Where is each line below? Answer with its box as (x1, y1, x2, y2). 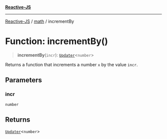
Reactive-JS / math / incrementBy (5, 18, 75, 24)
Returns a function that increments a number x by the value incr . (5, 61, 138, 67)
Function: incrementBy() (5, 36, 108, 47)
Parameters (5, 76, 42, 85)
